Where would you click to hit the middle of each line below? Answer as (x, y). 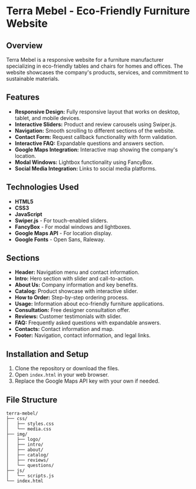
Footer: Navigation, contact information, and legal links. (83, 335)
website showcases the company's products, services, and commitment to (97, 72)
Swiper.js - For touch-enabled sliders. (61, 220)
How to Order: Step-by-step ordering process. (72, 298)
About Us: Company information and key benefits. (76, 285)
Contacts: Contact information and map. (64, 329)
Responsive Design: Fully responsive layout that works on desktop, (97, 112)
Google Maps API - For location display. (63, 233)
